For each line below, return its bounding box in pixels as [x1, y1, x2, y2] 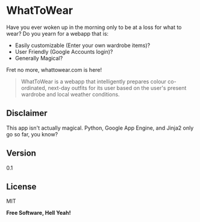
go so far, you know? [6, 130, 58, 138]
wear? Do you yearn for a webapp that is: [6, 30, 109, 37]
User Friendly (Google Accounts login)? [14, 48, 113, 55]
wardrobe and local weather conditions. [20, 90, 120, 98]
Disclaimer [6, 108, 48, 118]
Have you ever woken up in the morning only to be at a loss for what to [6, 24, 182, 31]
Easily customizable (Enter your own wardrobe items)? [14, 42, 151, 49]
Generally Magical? [14, 54, 63, 62]
